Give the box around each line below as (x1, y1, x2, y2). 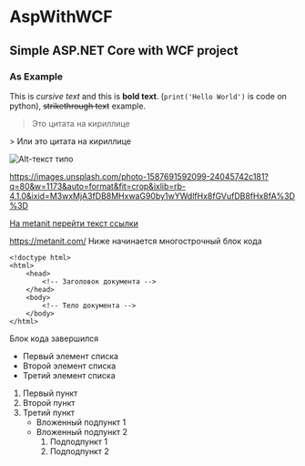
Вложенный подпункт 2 (36, 426, 128, 437)
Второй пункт (22, 397, 76, 408)
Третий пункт (22, 407, 76, 418)
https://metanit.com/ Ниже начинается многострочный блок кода (9, 235, 262, 246)
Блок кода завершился (9, 333, 99, 344)
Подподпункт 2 (49, 445, 109, 457)
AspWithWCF (9, 6, 114, 27)
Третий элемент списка (22, 369, 116, 380)
